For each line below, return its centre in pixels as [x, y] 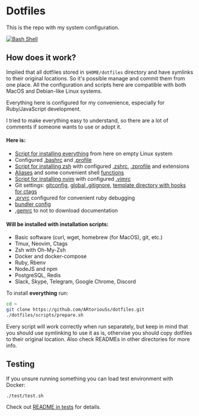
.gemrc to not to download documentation [66, 210]
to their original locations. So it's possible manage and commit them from [96, 78]
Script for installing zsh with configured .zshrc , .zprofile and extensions [102, 166]
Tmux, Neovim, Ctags [41, 244]
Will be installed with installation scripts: [57, 224]
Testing [20, 364]
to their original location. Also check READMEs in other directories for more [98, 339]
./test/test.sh [25, 396]
